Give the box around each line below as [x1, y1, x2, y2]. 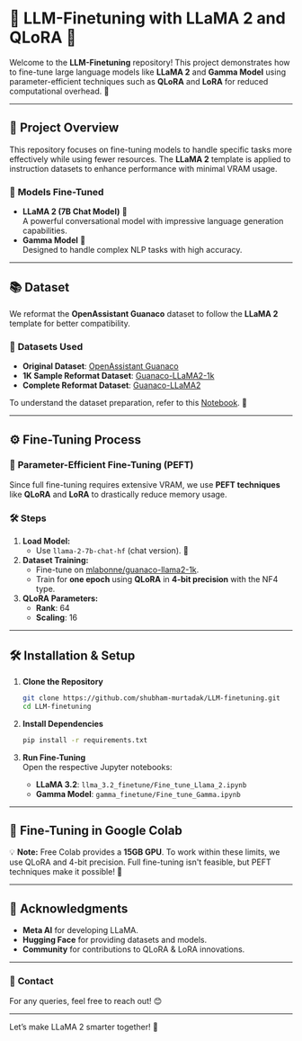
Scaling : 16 [35, 612, 78, 624]
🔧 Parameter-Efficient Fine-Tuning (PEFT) [9, 459, 194, 471]
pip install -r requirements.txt [22, 735, 148, 745]
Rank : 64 [35, 603, 70, 614]
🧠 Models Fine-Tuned [9, 185, 104, 198]
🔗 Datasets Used [9, 340, 84, 353]
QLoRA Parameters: [22, 593, 99, 604]
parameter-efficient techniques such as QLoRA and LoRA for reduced [9, 76, 269, 86]
